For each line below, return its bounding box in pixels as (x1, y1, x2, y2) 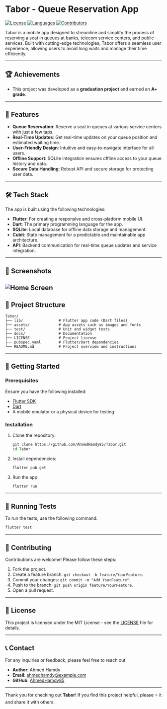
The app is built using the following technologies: (5, 206, 106, 212)
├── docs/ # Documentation (5, 331, 92, 336)
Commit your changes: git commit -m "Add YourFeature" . (12, 576, 131, 582)
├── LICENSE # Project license (5, 335, 97, 340)
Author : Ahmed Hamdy (12, 667, 61, 673)
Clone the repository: (12, 432, 56, 438)
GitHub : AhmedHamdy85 (12, 677, 65, 683)
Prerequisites (5, 377, 38, 384)
